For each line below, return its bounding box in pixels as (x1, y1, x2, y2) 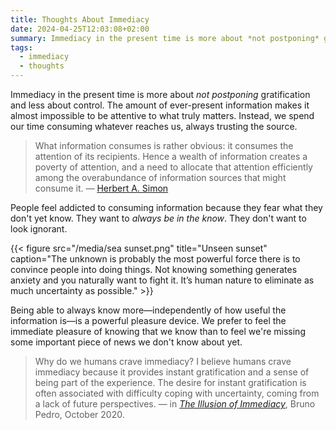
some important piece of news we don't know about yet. (10, 336, 243, 348)
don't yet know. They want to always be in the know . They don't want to (10, 212, 307, 224)
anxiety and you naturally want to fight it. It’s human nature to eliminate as (10, 274, 315, 286)
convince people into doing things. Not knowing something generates (10, 264, 298, 275)
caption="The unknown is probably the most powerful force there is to (10, 253, 301, 265)
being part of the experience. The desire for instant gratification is (34, 377, 307, 388)
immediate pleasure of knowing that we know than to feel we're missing (10, 326, 306, 337)
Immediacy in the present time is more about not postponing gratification (10, 89, 311, 100)
